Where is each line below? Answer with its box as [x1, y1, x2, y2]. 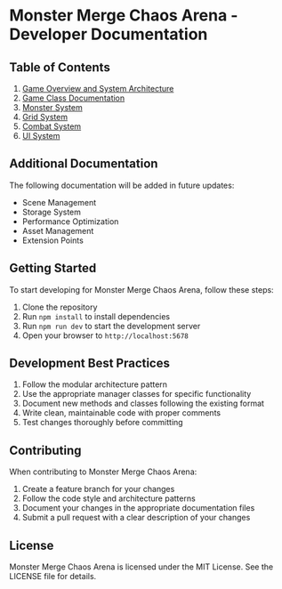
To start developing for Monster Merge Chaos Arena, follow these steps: [9, 284, 274, 294]
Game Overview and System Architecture [21, 84, 174, 93]
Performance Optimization [21, 215, 119, 227]
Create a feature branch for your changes [21, 484, 175, 495]
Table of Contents [9, 60, 111, 75]
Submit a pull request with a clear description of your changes [21, 512, 251, 523]
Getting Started [9, 261, 97, 276]
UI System [21, 131, 60, 141]
